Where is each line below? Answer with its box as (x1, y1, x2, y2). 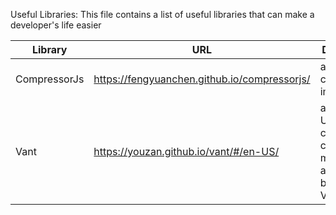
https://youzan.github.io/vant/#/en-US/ (93, 145, 280, 158)
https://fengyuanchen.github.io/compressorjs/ (93, 72, 311, 86)
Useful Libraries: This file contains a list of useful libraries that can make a (10, 9, 315, 20)
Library (31, 43, 68, 56)
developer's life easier (10, 19, 102, 31)
